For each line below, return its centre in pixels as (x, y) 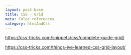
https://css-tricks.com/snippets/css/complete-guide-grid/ (65, 38)
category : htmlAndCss (28, 24)
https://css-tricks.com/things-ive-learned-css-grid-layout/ (65, 47)
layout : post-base (24, 10)
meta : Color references (30, 19)
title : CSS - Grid (24, 14)
